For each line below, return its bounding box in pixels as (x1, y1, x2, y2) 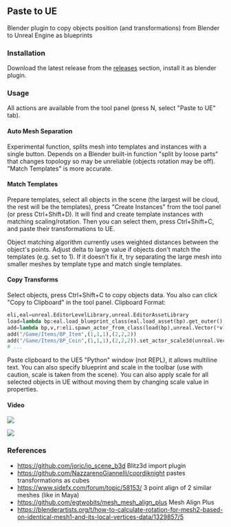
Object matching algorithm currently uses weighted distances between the (7, 237, 219, 246)
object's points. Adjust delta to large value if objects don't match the (7, 245, 201, 253)
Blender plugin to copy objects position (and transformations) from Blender (7, 23, 220, 32)
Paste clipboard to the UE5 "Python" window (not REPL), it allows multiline (7, 356, 218, 364)
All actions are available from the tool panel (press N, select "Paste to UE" (7, 104, 217, 112)
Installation (7, 48, 46, 58)
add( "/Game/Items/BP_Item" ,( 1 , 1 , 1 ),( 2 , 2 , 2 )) (7, 330, 137, 338)
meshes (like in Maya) (16, 491, 80, 499)
